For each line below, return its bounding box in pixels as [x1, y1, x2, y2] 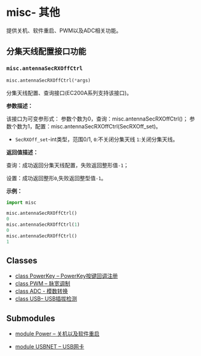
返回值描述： [6, 148, 38, 156]
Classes [6, 256, 38, 266]
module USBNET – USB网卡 [15, 343, 84, 351]
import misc [6, 199, 36, 206]
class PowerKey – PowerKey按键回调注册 [15, 272, 118, 280]
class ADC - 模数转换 [15, 287, 69, 295]
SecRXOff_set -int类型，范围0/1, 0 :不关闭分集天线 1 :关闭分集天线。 [15, 135, 179, 143]
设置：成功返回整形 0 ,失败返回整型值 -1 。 [6, 174, 107, 181]
